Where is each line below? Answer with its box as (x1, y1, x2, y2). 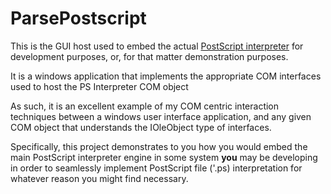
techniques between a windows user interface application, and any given (10, 110, 312, 122)
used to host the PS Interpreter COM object (10, 80, 189, 92)
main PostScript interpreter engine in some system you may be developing (10, 151, 318, 163)
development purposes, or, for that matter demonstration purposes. (10, 50, 289, 62)
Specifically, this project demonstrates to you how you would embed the (10, 140, 308, 152)
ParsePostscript (10, 7, 147, 30)
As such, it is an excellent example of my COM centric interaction (10, 100, 280, 112)
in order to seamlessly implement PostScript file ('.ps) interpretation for (10, 162, 303, 174)
